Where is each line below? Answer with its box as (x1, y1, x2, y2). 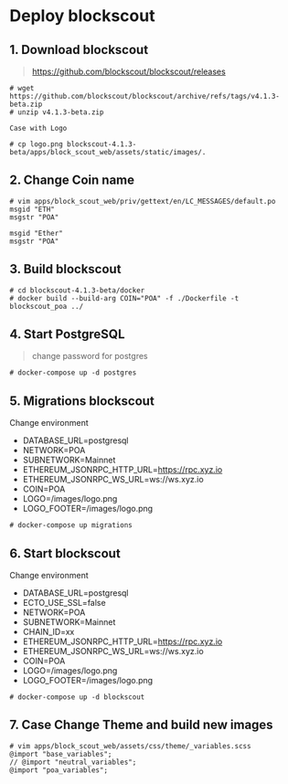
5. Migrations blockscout (9, 393, 155, 408)
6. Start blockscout (9, 546, 121, 561)
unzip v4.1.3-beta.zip (17, 108, 104, 117)
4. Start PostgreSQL (9, 326, 125, 343)
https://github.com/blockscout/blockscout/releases (31, 66, 226, 77)
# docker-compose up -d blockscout (9, 693, 145, 702)
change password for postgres (31, 351, 148, 362)
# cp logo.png (9, 140, 64, 149)
